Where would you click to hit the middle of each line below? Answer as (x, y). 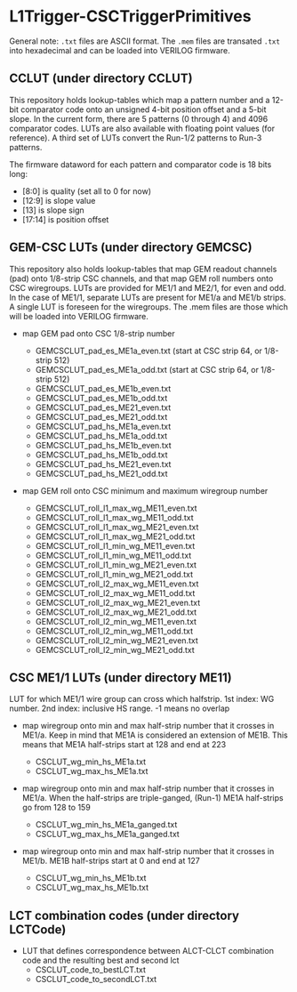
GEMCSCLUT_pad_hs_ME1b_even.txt (103, 445)
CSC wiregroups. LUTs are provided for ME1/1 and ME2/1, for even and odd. (148, 287)
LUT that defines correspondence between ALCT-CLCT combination (148, 951)
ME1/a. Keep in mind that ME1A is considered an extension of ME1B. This (155, 735)
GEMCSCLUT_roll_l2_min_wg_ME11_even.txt (116, 621)
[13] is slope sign (53, 210)
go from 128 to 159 (56, 808)
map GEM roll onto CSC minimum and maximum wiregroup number (145, 490)
